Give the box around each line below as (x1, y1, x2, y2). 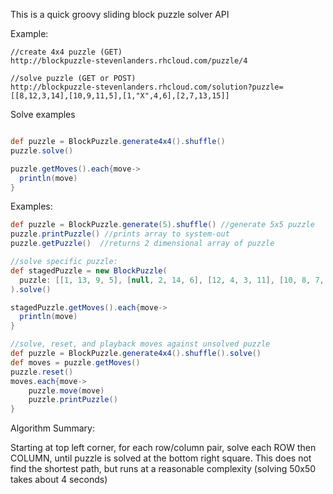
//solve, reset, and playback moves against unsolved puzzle (10, 339, 271, 349)
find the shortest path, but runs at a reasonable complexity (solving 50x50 (10, 463, 317, 475)
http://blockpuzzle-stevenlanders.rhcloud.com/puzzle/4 (10, 56, 248, 66)
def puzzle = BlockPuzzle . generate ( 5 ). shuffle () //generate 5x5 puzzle (10, 220, 315, 230)
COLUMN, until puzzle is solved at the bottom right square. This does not (10, 452, 312, 464)
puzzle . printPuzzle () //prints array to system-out (10, 229, 230, 239)
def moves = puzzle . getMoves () (10, 357, 141, 368)
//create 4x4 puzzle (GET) (10, 47, 123, 57)
